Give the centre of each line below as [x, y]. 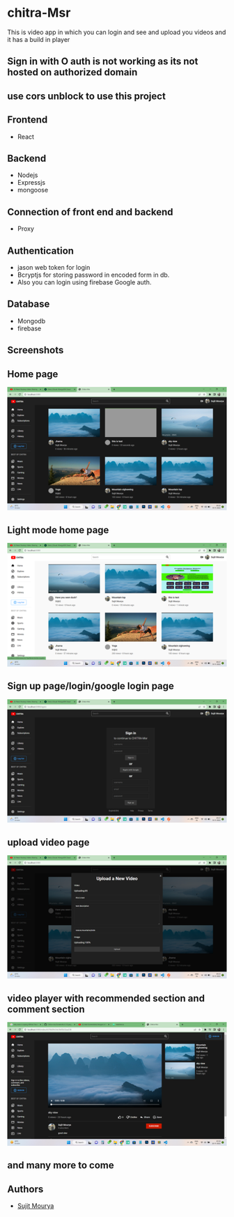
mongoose [33, 190]
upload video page [48, 842]
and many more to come [61, 1165]
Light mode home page [58, 530]
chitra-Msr [39, 13]
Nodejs [28, 175]
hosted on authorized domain [72, 72]
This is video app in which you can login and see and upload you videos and [117, 32]
